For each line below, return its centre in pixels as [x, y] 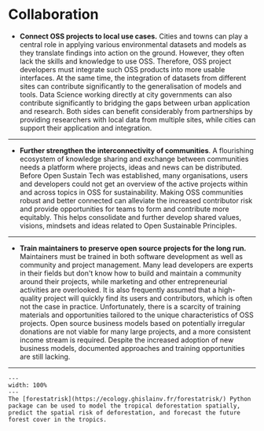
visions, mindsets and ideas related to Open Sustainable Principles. [128, 225]
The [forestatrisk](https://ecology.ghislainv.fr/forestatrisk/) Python [130, 399]
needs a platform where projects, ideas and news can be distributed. [131, 167]
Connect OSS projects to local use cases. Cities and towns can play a [134, 36]
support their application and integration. [86, 128]
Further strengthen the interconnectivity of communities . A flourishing [136, 150]
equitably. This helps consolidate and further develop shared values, [130, 217]
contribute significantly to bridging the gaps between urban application [134, 103]
